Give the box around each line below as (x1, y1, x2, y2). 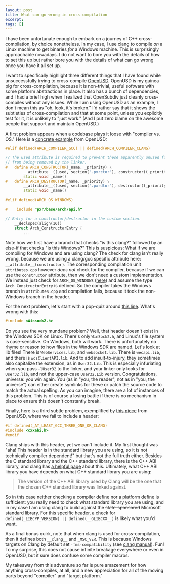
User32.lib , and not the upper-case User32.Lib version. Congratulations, (5, 371, 157, 377)
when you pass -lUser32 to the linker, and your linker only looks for (5, 366, 145, 371)
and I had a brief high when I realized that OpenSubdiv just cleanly (5, 94, 144, 100)
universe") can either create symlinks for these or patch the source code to (5, 382, 162, 387)
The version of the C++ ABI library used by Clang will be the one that (17, 478, 162, 484)
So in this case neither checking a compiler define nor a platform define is (5, 494, 159, 500)
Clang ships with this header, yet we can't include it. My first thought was (5, 441, 158, 447)
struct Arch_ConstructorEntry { (14, 225, 82, 231)
